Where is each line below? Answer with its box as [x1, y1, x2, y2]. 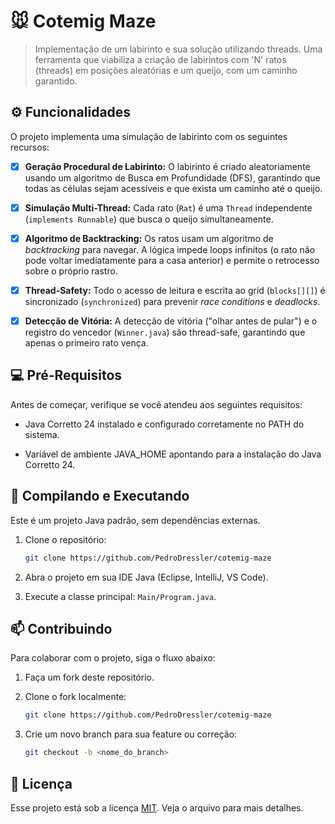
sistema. [24, 428, 60, 440]
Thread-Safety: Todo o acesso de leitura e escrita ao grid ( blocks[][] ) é [24, 284, 326, 296]
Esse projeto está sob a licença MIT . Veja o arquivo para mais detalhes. [10, 801, 304, 814]
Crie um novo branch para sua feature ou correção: [24, 728, 238, 740]
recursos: [10, 141, 50, 153]
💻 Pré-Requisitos [10, 367, 123, 384]
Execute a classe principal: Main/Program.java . [24, 590, 217, 602]
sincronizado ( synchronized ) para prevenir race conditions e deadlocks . [24, 296, 321, 307]
